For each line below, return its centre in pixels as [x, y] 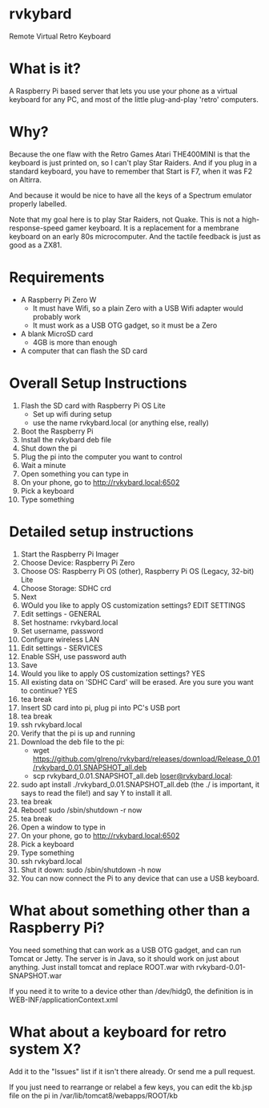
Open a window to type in [63, 827]
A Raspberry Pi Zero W [58, 299]
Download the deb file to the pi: [72, 741]
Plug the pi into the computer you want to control [101, 456]
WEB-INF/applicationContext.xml [64, 1000]
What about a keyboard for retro [118, 1032]
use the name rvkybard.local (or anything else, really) [120, 422]
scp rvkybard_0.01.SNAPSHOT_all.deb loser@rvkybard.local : [132, 776]
